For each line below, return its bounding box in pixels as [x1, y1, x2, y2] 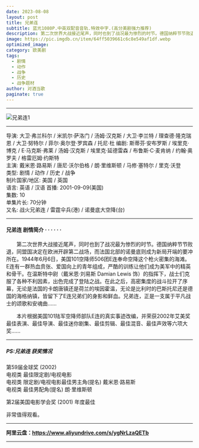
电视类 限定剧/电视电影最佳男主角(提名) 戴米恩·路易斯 [6, 378, 136, 385]
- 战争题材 [11, 81, 35, 87]
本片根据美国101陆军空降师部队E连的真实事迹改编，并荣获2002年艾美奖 [16, 312, 191, 319]
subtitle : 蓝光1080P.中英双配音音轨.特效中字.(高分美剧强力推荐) [6, 25, 152, 31]
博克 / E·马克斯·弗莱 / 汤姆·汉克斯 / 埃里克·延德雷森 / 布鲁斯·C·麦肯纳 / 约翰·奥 [6, 146, 193, 154]
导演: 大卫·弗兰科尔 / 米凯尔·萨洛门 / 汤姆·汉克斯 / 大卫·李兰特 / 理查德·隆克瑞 [6, 132, 191, 139]
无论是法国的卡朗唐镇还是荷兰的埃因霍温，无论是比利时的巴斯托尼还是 [16, 285, 188, 292]
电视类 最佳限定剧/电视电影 [6, 371, 72, 378]
